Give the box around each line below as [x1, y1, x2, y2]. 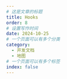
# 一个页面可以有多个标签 [6, 58, 60, 64]
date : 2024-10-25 [6, 31, 49, 37]
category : [6, 42, 31, 48]
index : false [6, 64, 39, 70]
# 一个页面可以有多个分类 [6, 36, 60, 42]
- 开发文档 [11, 48, 35, 53]
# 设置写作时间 [6, 25, 39, 31]
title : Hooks [6, 14, 39, 20]
